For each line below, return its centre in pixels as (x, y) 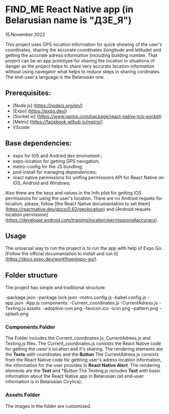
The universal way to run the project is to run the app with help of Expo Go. (84, 248)
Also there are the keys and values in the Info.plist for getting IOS (73, 192)
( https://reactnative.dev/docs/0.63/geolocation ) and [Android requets (78, 209)
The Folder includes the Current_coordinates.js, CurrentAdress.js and (78, 338)
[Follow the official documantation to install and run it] (62, 254)
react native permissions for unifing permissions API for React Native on (88, 177)
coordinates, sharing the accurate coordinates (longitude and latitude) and (83, 50)
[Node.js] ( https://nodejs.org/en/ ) (48, 105)
